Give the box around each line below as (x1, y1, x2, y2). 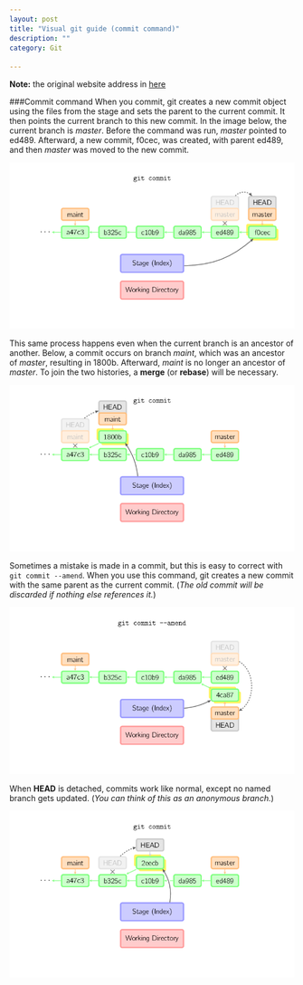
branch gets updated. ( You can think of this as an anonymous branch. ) (9, 792, 274, 803)
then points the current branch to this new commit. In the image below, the (9, 116, 288, 127)
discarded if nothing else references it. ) (9, 589, 156, 600)
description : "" (9, 33, 71, 43)
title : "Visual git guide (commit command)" (9, 24, 180, 33)
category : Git (9, 43, 63, 53)
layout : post (9, 14, 59, 24)
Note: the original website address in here (9, 79, 166, 90)
